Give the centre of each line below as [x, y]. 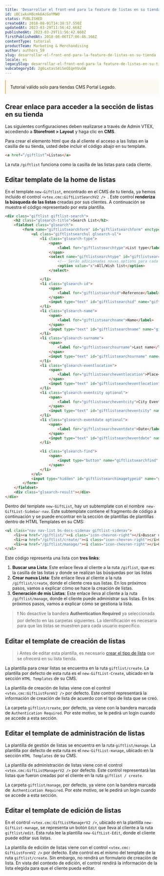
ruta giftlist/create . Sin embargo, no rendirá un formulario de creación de [81, 857]
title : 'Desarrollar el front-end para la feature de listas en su [75, 10]
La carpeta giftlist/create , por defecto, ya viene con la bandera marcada [81, 708]
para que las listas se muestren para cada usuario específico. [79, 626]
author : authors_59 [25, 50]
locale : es [16, 60]
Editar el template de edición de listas [63, 811]
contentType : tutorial [28, 41]
